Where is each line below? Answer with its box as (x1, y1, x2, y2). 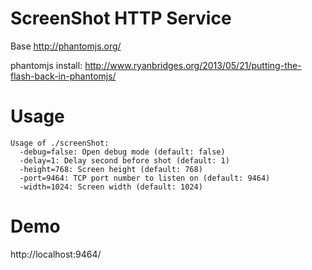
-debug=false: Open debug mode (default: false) (19, 147, 226, 157)
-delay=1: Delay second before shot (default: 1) (19, 155, 230, 166)
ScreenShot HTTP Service (10, 7, 232, 30)
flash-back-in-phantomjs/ (10, 70, 117, 82)
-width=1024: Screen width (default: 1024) (19, 182, 203, 192)
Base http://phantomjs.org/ (10, 40, 122, 52)
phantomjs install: (10, 59, 83, 71)
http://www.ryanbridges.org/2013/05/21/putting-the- (84, 59, 302, 71)
